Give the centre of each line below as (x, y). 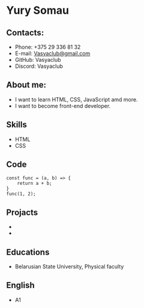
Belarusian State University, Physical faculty (69, 267)
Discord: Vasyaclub (39, 66)
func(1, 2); (21, 194)
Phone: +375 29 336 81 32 (48, 47)
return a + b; (34, 184)
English (20, 285)
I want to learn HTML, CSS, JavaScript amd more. (76, 99)
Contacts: (25, 33)
